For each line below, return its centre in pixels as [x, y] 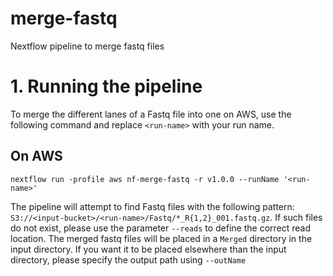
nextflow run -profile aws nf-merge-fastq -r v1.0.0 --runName [145, 179]
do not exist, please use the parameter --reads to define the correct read [161, 228]
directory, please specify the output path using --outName [128, 259]
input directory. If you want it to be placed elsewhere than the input [148, 249]
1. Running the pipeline [106, 86]
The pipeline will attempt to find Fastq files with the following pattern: [152, 206]
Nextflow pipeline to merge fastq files [87, 46]
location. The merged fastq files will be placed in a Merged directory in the [161, 238]
